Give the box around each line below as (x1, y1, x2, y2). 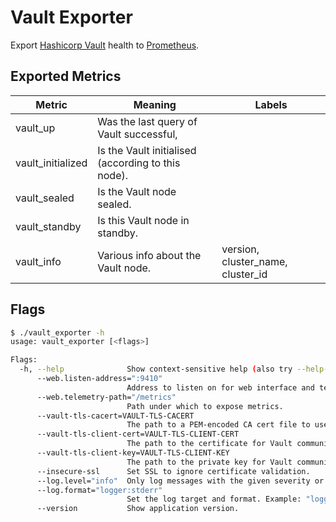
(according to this (97, 156, 181, 170)
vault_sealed (15, 191, 75, 205)
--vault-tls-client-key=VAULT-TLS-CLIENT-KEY (36, 448, 230, 458)
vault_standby (15, 219, 82, 233)
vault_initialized (15, 156, 88, 170)
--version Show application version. (36, 504, 240, 514)
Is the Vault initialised (97, 143, 197, 157)
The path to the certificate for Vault (126, 439, 293, 449)
